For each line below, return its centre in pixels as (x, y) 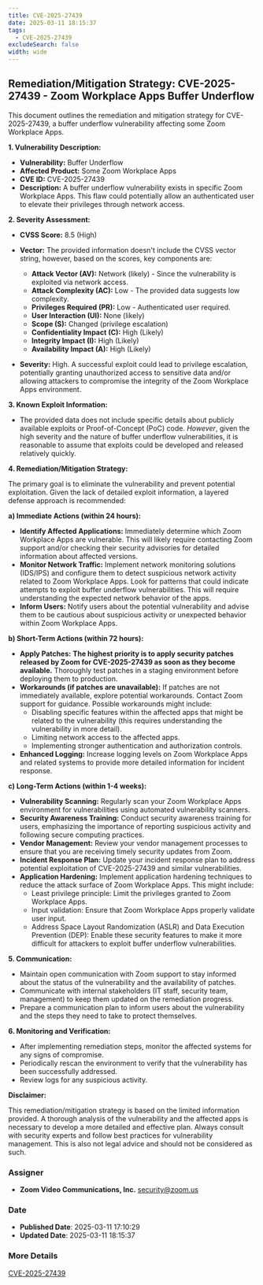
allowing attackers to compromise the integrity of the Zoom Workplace (134, 381)
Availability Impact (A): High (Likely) (91, 349)
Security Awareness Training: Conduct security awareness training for (135, 818)
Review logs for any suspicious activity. (83, 1079)
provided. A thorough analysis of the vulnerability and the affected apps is (128, 1118)
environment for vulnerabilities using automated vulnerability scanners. (135, 809)
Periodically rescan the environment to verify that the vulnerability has (133, 1063)
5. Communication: (40, 958)
